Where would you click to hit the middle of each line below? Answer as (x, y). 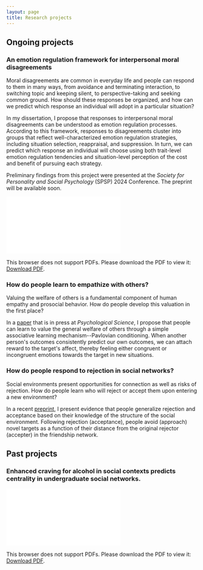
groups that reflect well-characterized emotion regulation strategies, (92, 138)
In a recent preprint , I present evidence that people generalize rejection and (101, 409)
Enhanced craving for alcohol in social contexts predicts (91, 471)
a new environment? (32, 397)
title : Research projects (39, 18)
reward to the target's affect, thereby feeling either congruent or (87, 348)
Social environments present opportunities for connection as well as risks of (101, 384)
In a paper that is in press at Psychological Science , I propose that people (98, 323)
